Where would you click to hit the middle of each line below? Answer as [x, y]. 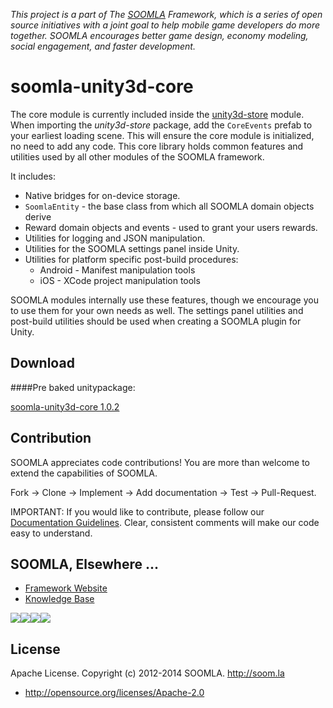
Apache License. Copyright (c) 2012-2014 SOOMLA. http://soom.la [147, 673]
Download [42, 363]
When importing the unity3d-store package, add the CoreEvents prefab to [161, 125]
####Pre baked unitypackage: [73, 387]
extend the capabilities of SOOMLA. [84, 473]
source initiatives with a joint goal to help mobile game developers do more [165, 25]
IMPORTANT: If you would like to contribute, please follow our [137, 511]
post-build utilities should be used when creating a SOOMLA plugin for [156, 321]
